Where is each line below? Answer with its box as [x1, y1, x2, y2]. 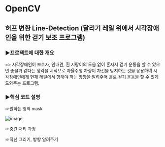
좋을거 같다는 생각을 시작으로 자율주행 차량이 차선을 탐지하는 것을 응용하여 [10, 67, 153, 73]
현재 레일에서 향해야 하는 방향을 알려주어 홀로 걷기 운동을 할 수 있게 [30, 74, 159, 80]
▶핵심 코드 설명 [5, 94, 40, 100]
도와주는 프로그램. [5, 80, 40, 86]
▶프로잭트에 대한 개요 [5, 49, 54, 56]
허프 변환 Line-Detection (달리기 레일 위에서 [5, 24, 134, 32]
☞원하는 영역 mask [5, 106, 43, 112]
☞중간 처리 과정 [5, 126, 36, 132]
